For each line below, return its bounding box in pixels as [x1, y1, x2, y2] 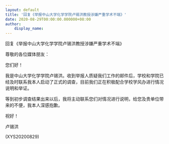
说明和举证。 [5, 85, 32, 91]
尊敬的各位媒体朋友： [5, 51, 49, 57]
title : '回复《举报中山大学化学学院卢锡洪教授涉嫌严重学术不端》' [5, 12, 127, 17]
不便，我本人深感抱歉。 [14, 102, 63, 108]
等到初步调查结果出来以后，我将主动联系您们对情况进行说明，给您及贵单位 [5, 96, 159, 102]
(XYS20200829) [5, 134, 39, 140]
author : [5, 21, 22, 27]
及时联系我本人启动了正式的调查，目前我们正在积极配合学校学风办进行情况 [9, 79, 164, 85]
